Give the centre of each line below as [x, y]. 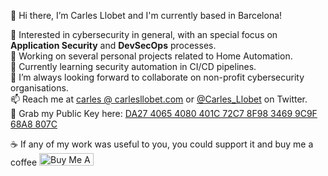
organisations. [39, 88]
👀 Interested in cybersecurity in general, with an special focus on [144, 34]
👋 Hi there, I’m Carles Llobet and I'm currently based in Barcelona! [146, 15]
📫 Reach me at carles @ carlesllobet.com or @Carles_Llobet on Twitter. [159, 99]
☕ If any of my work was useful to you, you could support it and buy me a [162, 144]
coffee [24, 162]
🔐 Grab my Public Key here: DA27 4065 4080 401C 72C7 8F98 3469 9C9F [164, 113]
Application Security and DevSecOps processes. [113, 45]
